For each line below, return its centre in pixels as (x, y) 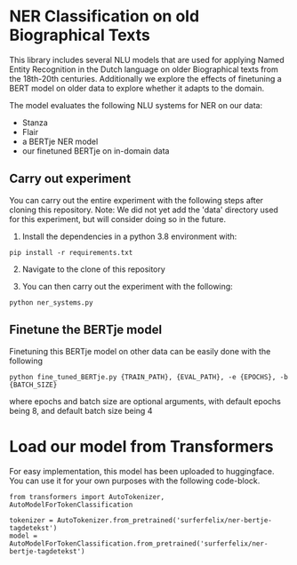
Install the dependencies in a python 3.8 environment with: (129, 236)
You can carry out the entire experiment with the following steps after (136, 200)
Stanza (35, 123)
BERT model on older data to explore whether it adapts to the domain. (137, 88)
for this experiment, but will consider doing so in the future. (118, 219)
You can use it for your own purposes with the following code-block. (135, 481)
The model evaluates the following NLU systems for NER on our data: (136, 105)
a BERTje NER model (60, 141)
